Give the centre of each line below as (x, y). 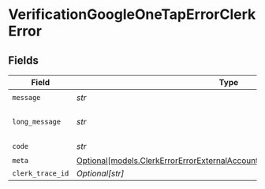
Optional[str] (100, 173)
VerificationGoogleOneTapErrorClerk (132, 15)
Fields (24, 60)
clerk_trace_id (41, 174)
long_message (37, 122)
